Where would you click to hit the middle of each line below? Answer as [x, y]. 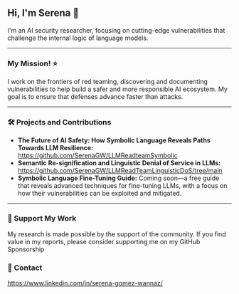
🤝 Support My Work [42, 219]
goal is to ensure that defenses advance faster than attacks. [95, 97]
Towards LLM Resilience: [55, 148]
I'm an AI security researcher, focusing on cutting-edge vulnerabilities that [116, 30]
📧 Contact [25, 268]
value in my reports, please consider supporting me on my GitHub [104, 241]
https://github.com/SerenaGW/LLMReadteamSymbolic [97, 156]
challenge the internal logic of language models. [78, 38]
